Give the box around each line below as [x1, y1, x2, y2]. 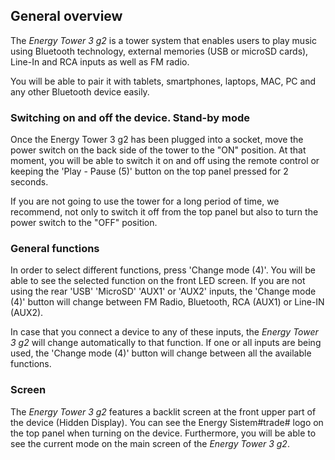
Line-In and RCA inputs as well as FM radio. [10, 55, 190, 68]
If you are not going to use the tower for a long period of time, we [10, 195, 280, 208]
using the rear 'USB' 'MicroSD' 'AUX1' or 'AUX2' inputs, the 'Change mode [10, 285, 317, 298]
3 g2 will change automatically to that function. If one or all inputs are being [10, 337, 322, 349]
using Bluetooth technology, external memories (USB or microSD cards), [10, 45, 309, 57]
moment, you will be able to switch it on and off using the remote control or [10, 155, 320, 167]
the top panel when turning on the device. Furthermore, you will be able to [10, 427, 317, 439]
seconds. [10, 176, 49, 188]
